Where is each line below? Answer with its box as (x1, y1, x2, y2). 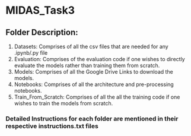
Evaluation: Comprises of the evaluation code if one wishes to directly (14, 56, 185, 62)
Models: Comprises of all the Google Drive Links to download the (14, 68, 173, 75)
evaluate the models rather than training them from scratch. (14, 62, 160, 69)
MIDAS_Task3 (5, 4, 75, 17)
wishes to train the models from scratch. (14, 100, 113, 107)
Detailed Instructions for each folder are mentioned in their (5, 114, 179, 122)
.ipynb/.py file (14, 49, 48, 56)
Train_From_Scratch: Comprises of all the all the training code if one (14, 93, 180, 100)
